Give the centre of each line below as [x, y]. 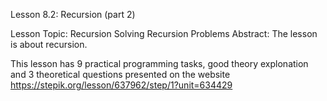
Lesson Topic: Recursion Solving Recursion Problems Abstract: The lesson [164, 33]
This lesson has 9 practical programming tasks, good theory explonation [159, 63]
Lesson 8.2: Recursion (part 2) [73, 14]
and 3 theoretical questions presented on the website [120, 74]
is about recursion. [49, 44]
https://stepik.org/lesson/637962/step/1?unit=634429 [121, 85]
